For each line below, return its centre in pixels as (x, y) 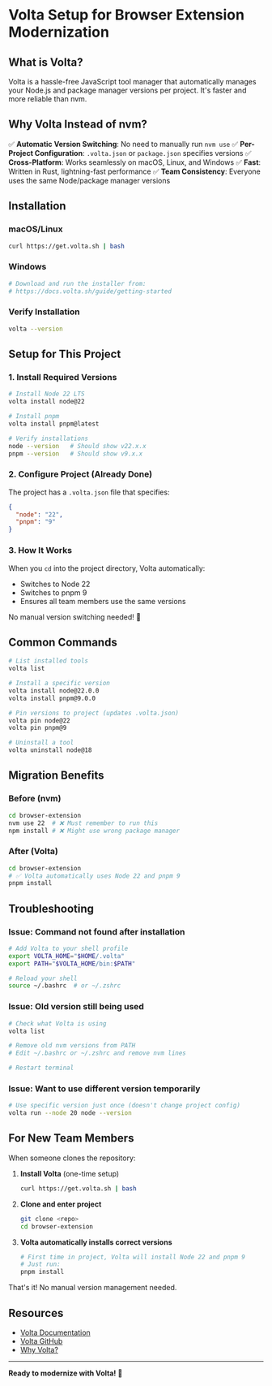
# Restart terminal (41, 1068)
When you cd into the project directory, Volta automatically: (107, 568)
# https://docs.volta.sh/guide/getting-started (90, 291)
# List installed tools (49, 661)
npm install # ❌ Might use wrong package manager (94, 831)
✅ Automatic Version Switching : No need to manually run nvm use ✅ (123, 144)
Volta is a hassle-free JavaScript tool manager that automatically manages (132, 82)
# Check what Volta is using (57, 1023)
